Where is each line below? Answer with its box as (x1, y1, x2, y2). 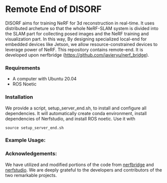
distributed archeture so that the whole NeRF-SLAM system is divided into (5, 25, 159, 31)
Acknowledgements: (5, 150, 57, 157)
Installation (5, 93, 34, 100)
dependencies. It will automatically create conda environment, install (5, 110, 147, 116)
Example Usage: (5, 136, 46, 143)
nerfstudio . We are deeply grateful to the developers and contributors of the (5, 166, 162, 173)
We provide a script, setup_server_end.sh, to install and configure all (5, 105, 147, 111)
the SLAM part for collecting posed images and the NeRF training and (5, 30, 149, 36)
